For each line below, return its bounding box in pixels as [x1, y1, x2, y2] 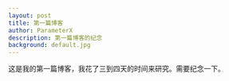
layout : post [8, 11, 52, 20]
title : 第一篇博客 [8, 19, 64, 27]
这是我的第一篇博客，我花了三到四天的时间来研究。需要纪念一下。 [8, 64, 225, 74]
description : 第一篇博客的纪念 [8, 33, 103, 42]
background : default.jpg [8, 41, 91, 49]
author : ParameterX [8, 26, 73, 34]
